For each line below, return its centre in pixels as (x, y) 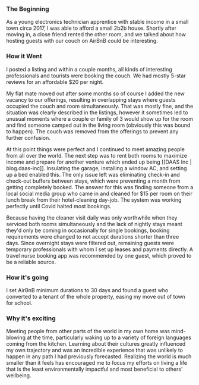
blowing (16, 337)
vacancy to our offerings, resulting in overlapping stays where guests (91, 99)
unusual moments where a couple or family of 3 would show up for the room (100, 118)
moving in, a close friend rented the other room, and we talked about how (96, 35)
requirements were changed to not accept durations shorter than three (93, 236)
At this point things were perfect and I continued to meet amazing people (96, 149)
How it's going (28, 277)
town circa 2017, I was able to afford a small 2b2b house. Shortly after (91, 28)
